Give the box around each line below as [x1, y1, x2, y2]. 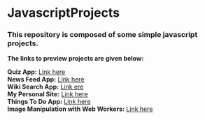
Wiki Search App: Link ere [7, 82, 84, 91]
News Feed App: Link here [7, 75, 85, 84]
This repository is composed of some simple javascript [7, 30, 198, 40]
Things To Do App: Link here [7, 98, 91, 106]
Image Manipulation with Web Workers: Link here [7, 105, 153, 113]
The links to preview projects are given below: [7, 54, 144, 63]
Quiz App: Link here [7, 68, 66, 76]
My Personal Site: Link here [7, 90, 89, 98]
